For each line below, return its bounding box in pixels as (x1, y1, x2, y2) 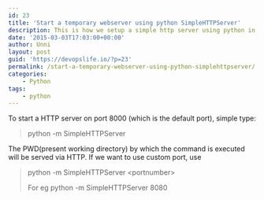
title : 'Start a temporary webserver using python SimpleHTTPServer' (8, 19, 242, 27)
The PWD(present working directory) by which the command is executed (8, 144, 246, 154)
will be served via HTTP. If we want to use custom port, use (8, 153, 202, 162)
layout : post (8, 48, 51, 56)
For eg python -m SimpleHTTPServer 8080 (27, 183, 168, 193)
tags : (8, 84, 26, 93)
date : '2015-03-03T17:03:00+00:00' (8, 33, 125, 42)
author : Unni (8, 41, 51, 49)
